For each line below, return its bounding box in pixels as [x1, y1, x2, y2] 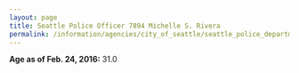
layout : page [9, 12, 58, 22]
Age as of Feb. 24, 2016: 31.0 [9, 54, 117, 65]
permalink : [9, 29, 50, 38]
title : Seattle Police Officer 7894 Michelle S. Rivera [9, 21, 221, 30]
